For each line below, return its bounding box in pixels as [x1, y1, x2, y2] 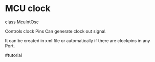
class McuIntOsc [5, 19, 39, 25]
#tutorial [5, 52, 22, 58]
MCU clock [5, 3, 50, 14]
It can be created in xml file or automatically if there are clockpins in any [5, 37, 150, 44]
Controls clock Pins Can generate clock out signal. [5, 28, 107, 34]
